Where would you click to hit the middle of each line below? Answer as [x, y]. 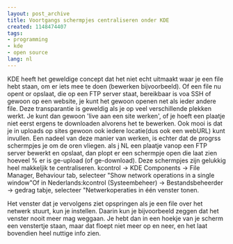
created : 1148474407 [37, 26]
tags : [15, 33]
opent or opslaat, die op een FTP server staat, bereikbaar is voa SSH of [109, 93]
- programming [28, 40]
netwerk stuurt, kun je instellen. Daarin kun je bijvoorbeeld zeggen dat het [113, 211]
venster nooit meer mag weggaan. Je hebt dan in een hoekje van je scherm [115, 218]
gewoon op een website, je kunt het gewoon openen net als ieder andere [112, 101]
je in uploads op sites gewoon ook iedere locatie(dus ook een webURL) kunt [116, 130]
